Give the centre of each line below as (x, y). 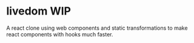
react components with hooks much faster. (60, 34)
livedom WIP (39, 11)
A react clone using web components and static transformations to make (97, 28)
